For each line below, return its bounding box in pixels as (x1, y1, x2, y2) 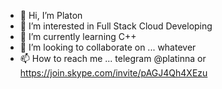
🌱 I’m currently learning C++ (19, 31, 137, 42)
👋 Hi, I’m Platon (19, 10, 83, 21)
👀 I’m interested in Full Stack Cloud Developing (19, 20, 213, 32)
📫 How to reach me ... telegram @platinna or (19, 53, 207, 64)
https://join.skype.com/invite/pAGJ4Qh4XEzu (19, 67, 208, 79)
